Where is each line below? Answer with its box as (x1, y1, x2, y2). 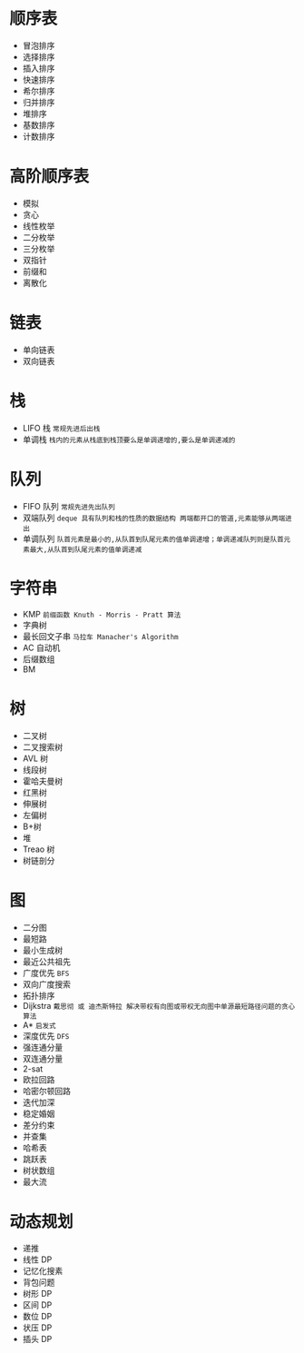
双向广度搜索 (22, 978, 71, 990)
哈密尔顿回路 (22, 1085, 71, 1096)
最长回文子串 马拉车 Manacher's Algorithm (22, 630, 179, 641)
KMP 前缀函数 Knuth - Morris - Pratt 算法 (22, 608, 181, 619)
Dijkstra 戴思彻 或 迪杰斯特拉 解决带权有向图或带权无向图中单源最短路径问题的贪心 (22, 1000, 296, 1011)
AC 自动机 (22, 642, 61, 653)
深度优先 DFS (22, 1030, 70, 1041)
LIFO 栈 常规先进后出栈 (22, 422, 101, 433)
